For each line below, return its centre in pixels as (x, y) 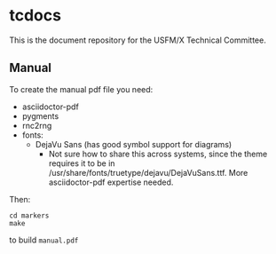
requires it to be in (82, 163)
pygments (40, 115)
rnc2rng (37, 125)
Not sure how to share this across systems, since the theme (158, 154)
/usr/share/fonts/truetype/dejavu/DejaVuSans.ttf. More (148, 172)
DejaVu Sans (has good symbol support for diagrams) (134, 144)
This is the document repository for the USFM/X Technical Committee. (138, 40)
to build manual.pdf (44, 240)
